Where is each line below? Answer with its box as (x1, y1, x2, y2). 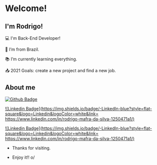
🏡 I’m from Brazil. (5, 46, 40, 52)
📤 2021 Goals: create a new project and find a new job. (5, 68, 116, 73)
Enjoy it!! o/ (12, 154, 35, 160)
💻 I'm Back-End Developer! (5, 35, 61, 41)
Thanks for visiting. (12, 145, 51, 150)
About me (5, 83, 35, 92)
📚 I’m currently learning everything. (5, 56, 77, 62)
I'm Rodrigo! (5, 22, 43, 30)
